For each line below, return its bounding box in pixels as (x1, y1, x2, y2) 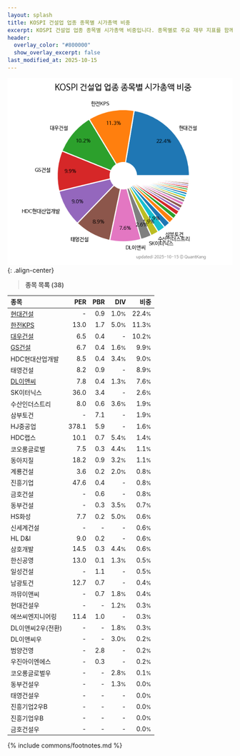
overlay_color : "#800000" (14, 41, 91, 49)
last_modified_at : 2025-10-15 (7, 57, 98, 64)
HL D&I (10, 534, 31, 543)
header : (7, 34, 31, 41)
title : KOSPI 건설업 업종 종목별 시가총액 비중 (7, 19, 131, 26)
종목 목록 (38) (24, 281, 64, 289)
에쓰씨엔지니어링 (10, 613, 57, 621)
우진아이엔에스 (10, 657, 51, 666)
